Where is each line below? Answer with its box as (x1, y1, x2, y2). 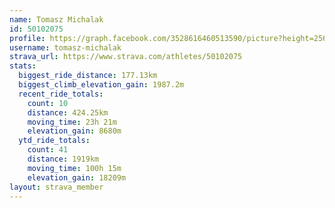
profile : (9, 33, 46, 43)
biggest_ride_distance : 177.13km (18, 71, 158, 81)
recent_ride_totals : (18, 89, 104, 99)
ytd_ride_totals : (18, 136, 91, 146)
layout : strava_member (9, 182, 104, 192)
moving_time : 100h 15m (27, 163, 122, 173)
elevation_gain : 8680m (27, 126, 122, 136)
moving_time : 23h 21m (27, 117, 117, 127)
